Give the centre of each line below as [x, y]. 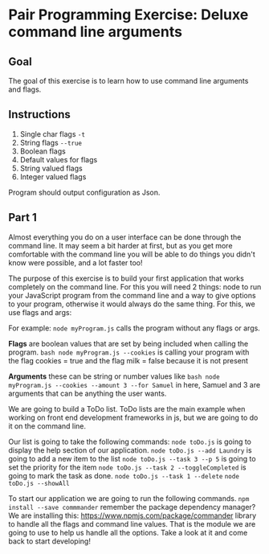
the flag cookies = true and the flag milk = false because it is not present [128, 360]
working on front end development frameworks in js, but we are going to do [133, 417]
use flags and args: [40, 312]
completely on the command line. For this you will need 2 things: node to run [135, 286]
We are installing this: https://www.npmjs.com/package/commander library [132, 515]
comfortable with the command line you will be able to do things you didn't [132, 254]
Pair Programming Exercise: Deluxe [128, 15]
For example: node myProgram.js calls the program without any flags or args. [134, 328]
